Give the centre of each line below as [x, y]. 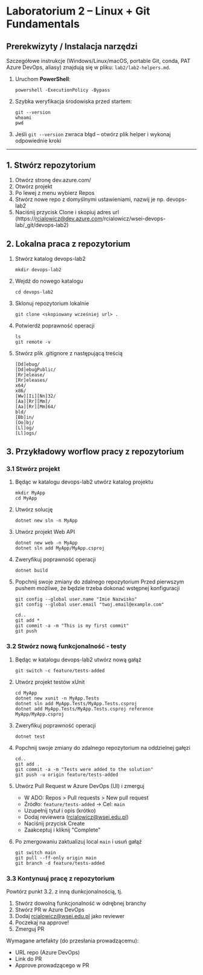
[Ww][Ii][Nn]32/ [35, 396]
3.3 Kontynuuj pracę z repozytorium [60, 878]
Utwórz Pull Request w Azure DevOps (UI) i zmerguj [80, 786]
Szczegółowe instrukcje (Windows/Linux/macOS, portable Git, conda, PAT [98, 61]
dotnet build [31, 571]
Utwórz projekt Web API [45, 532]
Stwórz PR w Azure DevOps [50, 910]
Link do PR [28, 959]
